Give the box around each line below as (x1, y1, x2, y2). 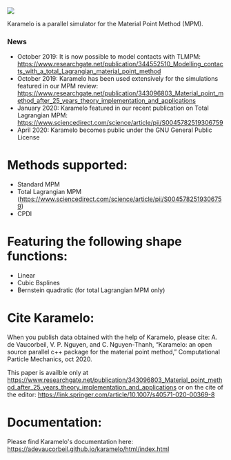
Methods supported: (7, 157, 128, 173)
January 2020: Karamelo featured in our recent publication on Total (17, 104, 209, 113)
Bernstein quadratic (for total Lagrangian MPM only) (17, 286, 165, 294)
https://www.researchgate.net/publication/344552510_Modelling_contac (17, 60, 224, 68)
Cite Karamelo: (7, 310, 94, 326)
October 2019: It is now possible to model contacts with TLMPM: (17, 52, 201, 61)
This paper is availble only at (7, 369, 88, 377)
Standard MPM (17, 180, 60, 189)
